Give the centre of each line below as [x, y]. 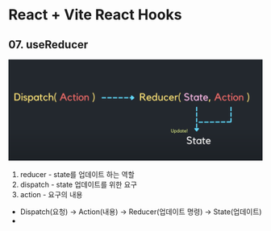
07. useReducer [48, 45]
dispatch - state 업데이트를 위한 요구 [78, 185]
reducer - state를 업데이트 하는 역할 [77, 175]
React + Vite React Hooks [95, 15]
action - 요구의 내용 [51, 195]
